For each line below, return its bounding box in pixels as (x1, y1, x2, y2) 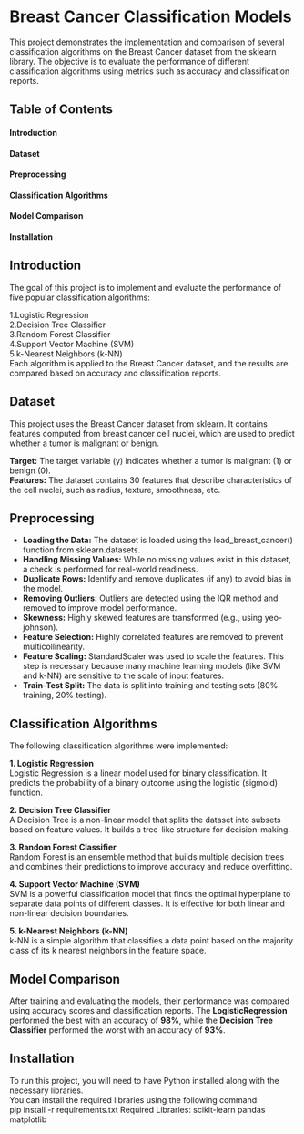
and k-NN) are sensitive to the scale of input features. (22, 670, 225, 681)
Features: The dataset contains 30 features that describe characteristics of (9, 474, 293, 485)
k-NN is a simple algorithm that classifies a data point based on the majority (9, 935, 294, 946)
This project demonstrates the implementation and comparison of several (9, 36, 285, 47)
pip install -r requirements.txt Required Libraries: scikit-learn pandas (9, 1104, 266, 1115)
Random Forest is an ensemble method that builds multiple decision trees (9, 851, 285, 862)
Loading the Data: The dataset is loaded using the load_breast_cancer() (22, 535, 294, 546)
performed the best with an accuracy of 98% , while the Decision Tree (9, 1015, 273, 1026)
